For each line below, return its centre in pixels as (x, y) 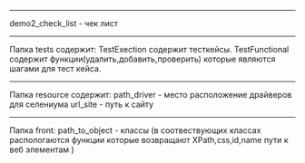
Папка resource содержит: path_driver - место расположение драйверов (151, 95)
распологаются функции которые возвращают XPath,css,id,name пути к (149, 140)
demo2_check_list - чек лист (64, 23)
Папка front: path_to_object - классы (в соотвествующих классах (135, 130)
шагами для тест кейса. (55, 68)
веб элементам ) (42, 149)
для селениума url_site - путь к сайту (82, 104)
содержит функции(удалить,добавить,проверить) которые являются (143, 59)
